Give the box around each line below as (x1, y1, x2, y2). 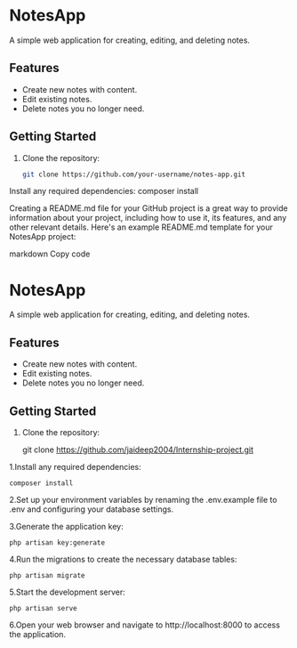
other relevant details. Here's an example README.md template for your (9, 222, 273, 232)
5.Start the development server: (9, 587, 126, 597)
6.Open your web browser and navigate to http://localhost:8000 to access (9, 620, 280, 630)
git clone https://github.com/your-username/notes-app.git (21, 170, 246, 179)
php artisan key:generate (9, 539, 105, 547)
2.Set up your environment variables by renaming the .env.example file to (9, 495, 277, 505)
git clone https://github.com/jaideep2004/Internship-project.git (21, 444, 253, 455)
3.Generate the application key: (9, 522, 124, 531)
